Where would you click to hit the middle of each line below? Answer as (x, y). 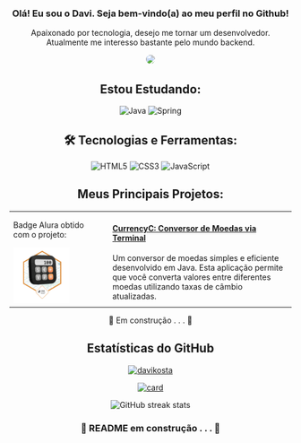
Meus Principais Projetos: (150, 194)
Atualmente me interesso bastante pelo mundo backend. (150, 42)
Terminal (129, 238)
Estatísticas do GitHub (150, 348)
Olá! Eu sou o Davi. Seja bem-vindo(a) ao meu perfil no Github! (150, 13)
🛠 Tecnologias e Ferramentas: (150, 140)
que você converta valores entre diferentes (192, 277)
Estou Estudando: (150, 89)
